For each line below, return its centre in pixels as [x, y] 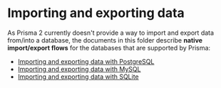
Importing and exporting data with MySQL [79, 69]
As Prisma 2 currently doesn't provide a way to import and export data [111, 33]
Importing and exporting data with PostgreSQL [86, 61]
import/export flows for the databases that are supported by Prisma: [109, 48]
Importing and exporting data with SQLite [78, 77]
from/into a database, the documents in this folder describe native [105, 40]
